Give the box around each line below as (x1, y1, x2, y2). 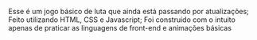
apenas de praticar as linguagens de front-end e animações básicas (8, 24, 232, 32)
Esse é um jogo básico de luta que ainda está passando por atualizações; (8, 7, 249, 16)
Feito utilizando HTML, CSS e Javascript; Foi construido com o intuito (8, 15, 236, 24)
